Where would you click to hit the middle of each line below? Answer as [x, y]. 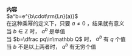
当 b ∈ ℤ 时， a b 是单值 [36, 31]
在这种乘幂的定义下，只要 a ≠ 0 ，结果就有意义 [65, 23]
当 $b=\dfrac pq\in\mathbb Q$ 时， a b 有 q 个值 [66, 39]
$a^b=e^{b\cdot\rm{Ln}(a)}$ [42, 16]
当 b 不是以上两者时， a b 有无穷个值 [51, 46]
